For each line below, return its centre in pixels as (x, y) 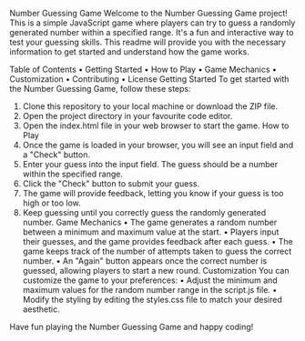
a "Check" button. (56, 155)
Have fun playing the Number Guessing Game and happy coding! (132, 327)
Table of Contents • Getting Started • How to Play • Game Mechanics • (143, 69)
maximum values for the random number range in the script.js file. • (150, 290)
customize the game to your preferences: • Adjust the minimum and (150, 280)
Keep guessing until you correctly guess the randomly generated (144, 212)
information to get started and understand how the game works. (130, 52)
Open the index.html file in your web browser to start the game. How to (156, 125)
